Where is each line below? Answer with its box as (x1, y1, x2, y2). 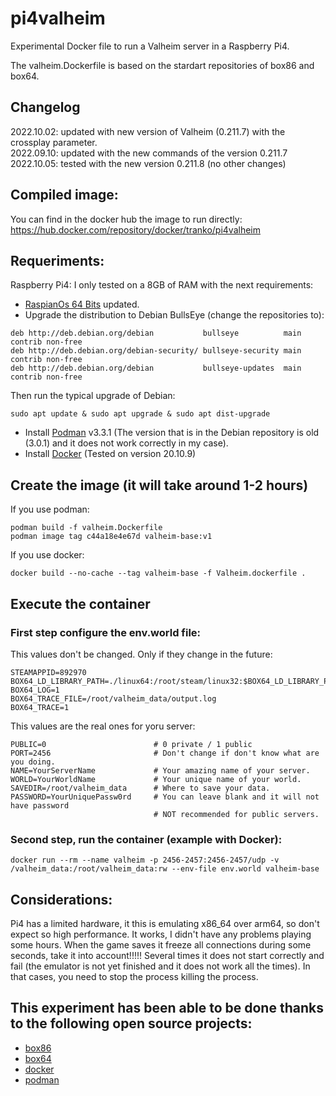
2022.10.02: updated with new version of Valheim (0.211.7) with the (10, 125, 286, 137)
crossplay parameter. (10, 136, 98, 148)
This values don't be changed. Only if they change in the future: (10, 648, 273, 660)
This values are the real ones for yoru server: (10, 720, 196, 732)
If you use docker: (10, 549, 85, 561)
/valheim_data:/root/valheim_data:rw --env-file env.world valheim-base (10, 864, 320, 874)
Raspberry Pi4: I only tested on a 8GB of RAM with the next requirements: (10, 279, 314, 291)
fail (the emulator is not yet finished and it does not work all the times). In (10, 960, 311, 972)
